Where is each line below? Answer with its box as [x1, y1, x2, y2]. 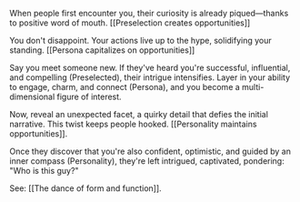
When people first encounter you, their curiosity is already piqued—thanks [9, 8, 289, 18]
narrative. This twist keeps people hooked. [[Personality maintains [9, 118, 257, 129]
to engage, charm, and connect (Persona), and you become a [9, 82, 241, 92]
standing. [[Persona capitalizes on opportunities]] [9, 45, 195, 56]
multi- [242, 82, 265, 92]
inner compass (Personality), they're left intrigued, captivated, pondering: [9, 156, 285, 167]
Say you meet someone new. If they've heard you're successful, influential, [9, 63, 291, 73]
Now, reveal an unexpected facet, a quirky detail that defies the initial [9, 109, 268, 119]
